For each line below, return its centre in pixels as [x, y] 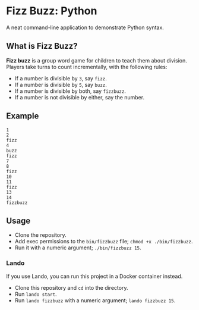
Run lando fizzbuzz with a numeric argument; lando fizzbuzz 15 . [95, 300]
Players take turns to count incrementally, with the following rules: [87, 67]
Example [23, 116]
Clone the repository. [40, 235]
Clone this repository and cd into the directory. [71, 287]
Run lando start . [36, 294]
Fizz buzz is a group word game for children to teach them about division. [97, 60]
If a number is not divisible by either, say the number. [80, 97]
